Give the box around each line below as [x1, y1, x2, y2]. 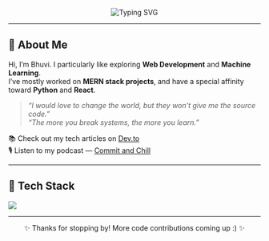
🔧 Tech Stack [8, 179, 75, 193]
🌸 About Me [8, 38, 68, 52]
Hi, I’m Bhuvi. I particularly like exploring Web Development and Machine [8, 59, 251, 69]
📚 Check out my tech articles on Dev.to [8, 133, 140, 143]
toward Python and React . [8, 85, 96, 94]
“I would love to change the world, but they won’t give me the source [27, 100, 256, 110]
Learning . [8, 68, 42, 78]
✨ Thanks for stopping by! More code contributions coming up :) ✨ [23, 223, 246, 232]
